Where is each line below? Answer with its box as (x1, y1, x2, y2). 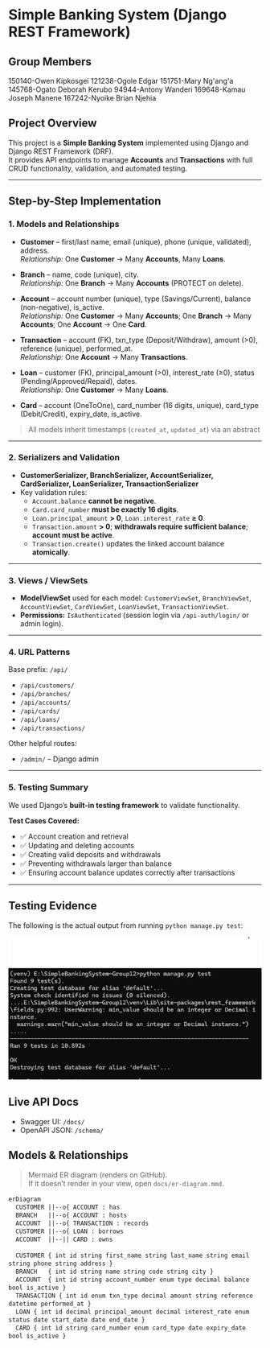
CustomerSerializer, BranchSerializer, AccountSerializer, (19, 470, 214, 480)
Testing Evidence (8, 899, 98, 913)
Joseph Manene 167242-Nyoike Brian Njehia (8, 93, 157, 102)
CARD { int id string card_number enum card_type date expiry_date (15, 1324, 247, 1332)
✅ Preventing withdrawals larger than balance (19, 859, 173, 868)
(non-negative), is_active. (19, 302, 104, 311)
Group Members (8, 55, 92, 68)
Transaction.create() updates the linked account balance (31, 538, 225, 548)
